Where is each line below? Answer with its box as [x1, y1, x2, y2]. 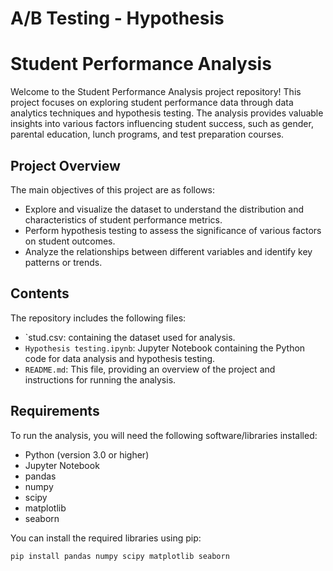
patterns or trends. [24, 256, 103, 268]
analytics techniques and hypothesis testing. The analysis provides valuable [10, 107, 324, 119]
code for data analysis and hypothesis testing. [24, 352, 216, 364]
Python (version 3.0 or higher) [24, 448, 150, 461]
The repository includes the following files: [10, 312, 187, 324]
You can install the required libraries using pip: [10, 532, 202, 544]
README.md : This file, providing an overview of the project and [24, 363, 276, 375]
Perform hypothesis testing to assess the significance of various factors [24, 224, 322, 236]
